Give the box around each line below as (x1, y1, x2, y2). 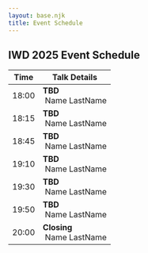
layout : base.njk (8, 11, 66, 20)
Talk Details (52, 72, 97, 83)
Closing (42, 222, 73, 233)
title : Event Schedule (8, 19, 83, 27)
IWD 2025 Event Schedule (8, 48, 140, 62)
